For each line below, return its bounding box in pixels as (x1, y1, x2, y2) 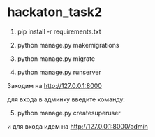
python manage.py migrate (17, 54, 96, 63)
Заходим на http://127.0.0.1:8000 (7, 81, 103, 89)
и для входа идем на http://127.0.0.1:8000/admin (7, 122, 149, 130)
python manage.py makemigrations (17, 41, 119, 49)
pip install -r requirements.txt (17, 27, 101, 36)
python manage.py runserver (17, 68, 101, 76)
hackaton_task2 (7, 4, 103, 20)
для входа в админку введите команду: (7, 95, 126, 103)
